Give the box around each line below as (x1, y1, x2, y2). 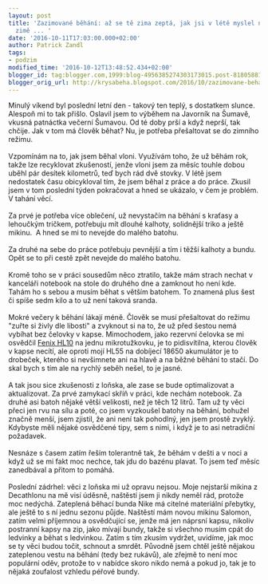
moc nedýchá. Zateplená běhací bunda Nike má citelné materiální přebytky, (8, 499, 256, 508)
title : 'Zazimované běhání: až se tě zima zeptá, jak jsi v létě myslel (8, 19, 255, 27)
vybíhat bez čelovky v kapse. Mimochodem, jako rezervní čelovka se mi (8, 329, 245, 339)
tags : (8, 49, 26, 57)
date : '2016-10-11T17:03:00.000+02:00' (8, 34, 141, 42)
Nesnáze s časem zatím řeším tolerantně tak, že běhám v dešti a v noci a (8, 448, 248, 457)
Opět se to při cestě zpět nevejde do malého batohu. (8, 253, 181, 262)
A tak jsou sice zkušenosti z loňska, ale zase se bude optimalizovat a (8, 380, 235, 389)
